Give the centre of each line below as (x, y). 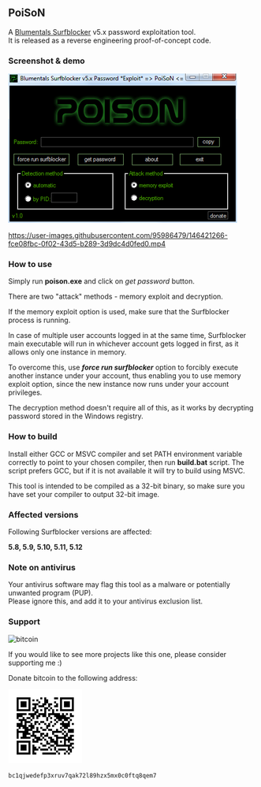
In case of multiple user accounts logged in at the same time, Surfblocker (127, 336)
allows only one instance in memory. (67, 352)
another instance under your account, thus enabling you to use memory (125, 376)
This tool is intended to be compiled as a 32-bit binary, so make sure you (127, 486)
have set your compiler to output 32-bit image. (84, 494)
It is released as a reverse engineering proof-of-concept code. (110, 40)
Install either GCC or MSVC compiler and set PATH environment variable (125, 454)
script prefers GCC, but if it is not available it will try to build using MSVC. (127, 470)
